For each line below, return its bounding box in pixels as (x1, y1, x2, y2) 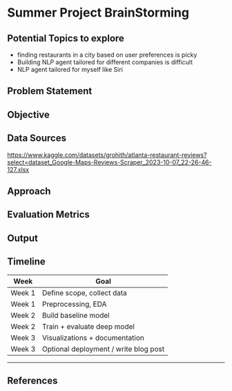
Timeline (7, 256, 46, 267)
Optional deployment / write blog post (42, 344, 165, 354)
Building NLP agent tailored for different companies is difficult (17, 58, 193, 66)
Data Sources (7, 133, 67, 144)
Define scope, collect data (42, 288, 128, 298)
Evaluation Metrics (7, 209, 90, 220)
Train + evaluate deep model (42, 321, 135, 331)
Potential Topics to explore (7, 32, 124, 44)
